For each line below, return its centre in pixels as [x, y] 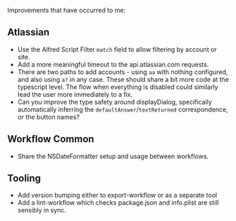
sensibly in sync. [42, 210]
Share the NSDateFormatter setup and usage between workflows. [113, 156]
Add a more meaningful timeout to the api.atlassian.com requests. [113, 64]
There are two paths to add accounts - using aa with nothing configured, [123, 72]
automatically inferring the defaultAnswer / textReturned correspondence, [123, 109]
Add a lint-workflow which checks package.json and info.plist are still [118, 203]
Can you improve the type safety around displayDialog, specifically [115, 102]
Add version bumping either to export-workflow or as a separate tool [117, 195]
